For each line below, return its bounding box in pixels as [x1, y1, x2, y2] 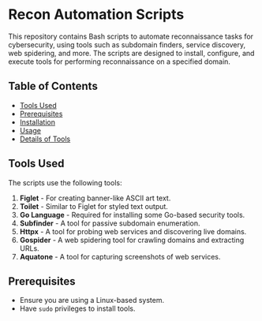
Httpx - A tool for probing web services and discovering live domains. [19, 226, 247, 236]
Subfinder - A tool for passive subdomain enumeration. [19, 218, 200, 228]
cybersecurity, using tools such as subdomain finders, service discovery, [8, 39, 246, 49]
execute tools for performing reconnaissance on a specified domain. [8, 57, 231, 66]
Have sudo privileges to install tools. [19, 304, 136, 313]
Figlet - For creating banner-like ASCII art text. [19, 193, 171, 203]
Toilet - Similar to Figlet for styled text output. [19, 201, 168, 211]
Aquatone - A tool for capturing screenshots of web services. [19, 252, 221, 261]
